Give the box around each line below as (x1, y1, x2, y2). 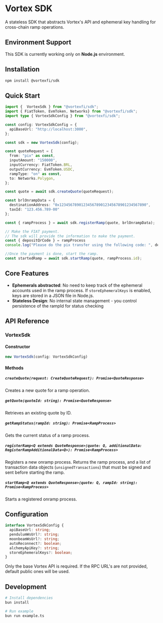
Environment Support (5, 38, 71, 47)
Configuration (5, 510, 49, 518)
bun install (5, 600, 29, 605)
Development (5, 583, 47, 591)
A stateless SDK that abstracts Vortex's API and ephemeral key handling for (5, 19, 156, 25)
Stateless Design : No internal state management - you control (12, 297, 137, 304)
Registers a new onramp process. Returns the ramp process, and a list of (5, 459, 151, 465)
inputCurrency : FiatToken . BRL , (9, 162, 73, 167)
